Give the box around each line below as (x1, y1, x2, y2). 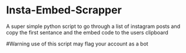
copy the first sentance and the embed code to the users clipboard (6, 29, 169, 36)
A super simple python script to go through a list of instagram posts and (6, 23, 181, 30)
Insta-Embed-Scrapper (6, 3, 122, 17)
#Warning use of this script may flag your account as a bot (6, 40, 148, 47)
